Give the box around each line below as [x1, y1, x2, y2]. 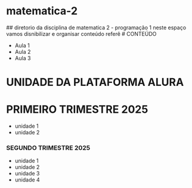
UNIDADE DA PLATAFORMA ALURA [6, 76, 184, 89]
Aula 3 [14, 54, 31, 61]
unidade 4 [14, 176, 40, 183]
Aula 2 [14, 48, 31, 55]
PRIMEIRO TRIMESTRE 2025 [6, 103, 148, 116]
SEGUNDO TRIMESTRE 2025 [6, 143, 91, 152]
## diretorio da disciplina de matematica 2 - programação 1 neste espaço [6, 24, 187, 31]
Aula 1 [14, 42, 30, 49]
